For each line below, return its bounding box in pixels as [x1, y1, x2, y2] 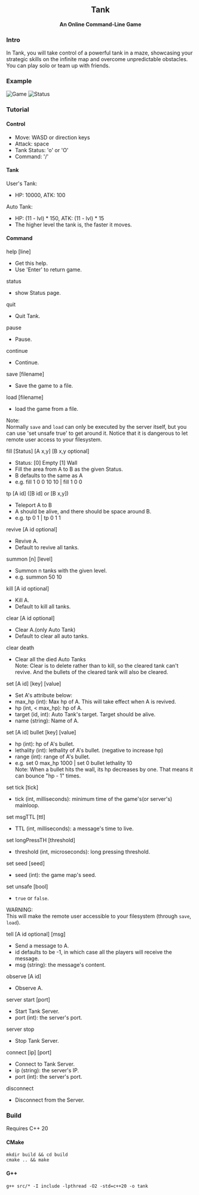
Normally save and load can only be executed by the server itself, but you [6, 423, 187, 430]
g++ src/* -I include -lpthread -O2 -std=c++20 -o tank [6, 1183, 148, 1189]
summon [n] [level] [6, 555, 53, 562]
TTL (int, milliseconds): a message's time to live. [14, 825, 134, 832]
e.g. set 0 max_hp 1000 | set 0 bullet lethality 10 [14, 759, 133, 766]
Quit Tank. [14, 312, 41, 319]
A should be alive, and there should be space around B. [14, 507, 151, 515]
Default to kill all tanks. [14, 603, 71, 610]
